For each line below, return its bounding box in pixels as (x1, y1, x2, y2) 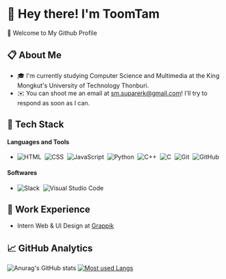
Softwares (7, 168, 38, 176)
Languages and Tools (7, 137, 70, 146)
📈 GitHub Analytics (7, 242, 93, 254)
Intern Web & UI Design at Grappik (16, 222, 114, 230)
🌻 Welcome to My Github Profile (7, 29, 97, 37)
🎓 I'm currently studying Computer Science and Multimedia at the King (16, 71, 220, 79)
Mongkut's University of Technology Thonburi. (16, 81, 149, 90)
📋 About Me (7, 49, 62, 61)
